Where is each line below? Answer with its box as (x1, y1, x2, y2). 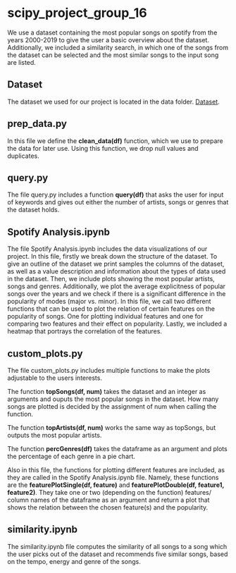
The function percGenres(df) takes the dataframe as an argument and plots (7, 445, 228, 452)
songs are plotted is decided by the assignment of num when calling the (7, 402, 217, 410)
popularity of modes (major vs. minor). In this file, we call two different (7, 297, 211, 306)
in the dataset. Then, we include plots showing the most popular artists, (7, 275, 215, 283)
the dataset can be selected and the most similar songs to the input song (7, 51, 219, 59)
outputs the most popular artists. (7, 431, 102, 439)
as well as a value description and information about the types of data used (7, 267, 226, 276)
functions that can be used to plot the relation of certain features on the (7, 304, 215, 313)
